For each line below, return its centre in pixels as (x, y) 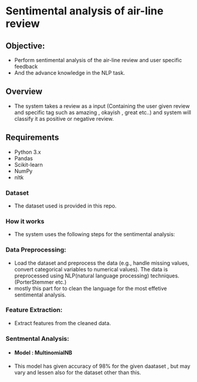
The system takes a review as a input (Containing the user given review (102, 106)
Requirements (32, 138)
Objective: (25, 46)
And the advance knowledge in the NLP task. (70, 73)
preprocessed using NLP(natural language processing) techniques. (97, 276)
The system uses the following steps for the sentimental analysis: (95, 234)
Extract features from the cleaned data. (62, 323)
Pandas (24, 158)
